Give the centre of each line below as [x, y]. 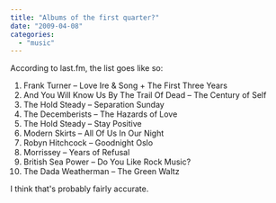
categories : [32, 34]
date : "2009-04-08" [47, 26]
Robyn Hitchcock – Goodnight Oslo [88, 143]
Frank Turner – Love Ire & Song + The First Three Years [125, 85]
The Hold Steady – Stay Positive [82, 124]
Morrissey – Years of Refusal [76, 153]
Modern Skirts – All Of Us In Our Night [93, 133]
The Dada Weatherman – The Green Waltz [101, 172]
